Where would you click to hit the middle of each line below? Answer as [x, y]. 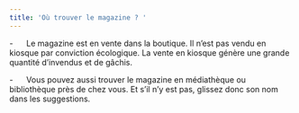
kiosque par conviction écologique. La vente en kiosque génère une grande [149, 52]
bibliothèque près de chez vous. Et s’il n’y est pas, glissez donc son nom [144, 89]
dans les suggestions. [50, 99]
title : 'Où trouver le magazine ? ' [78, 17]
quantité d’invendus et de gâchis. [71, 62]
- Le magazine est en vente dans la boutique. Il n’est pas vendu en [138, 43]
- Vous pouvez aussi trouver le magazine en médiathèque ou [127, 79]
